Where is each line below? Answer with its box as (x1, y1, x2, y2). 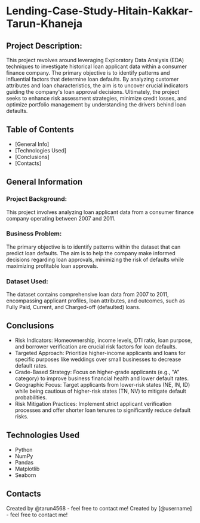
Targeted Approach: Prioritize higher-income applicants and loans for (14, 349, 186, 356)
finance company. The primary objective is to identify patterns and (6, 69, 170, 76)
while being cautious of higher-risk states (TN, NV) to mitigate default (14, 387, 186, 394)
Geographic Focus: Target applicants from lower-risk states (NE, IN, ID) (14, 381, 190, 388)
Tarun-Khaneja (6, 17, 83, 30)
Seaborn (14, 471, 36, 479)
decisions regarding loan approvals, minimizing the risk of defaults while (6, 256, 184, 263)
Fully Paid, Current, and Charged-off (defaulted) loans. (6, 304, 141, 311)
